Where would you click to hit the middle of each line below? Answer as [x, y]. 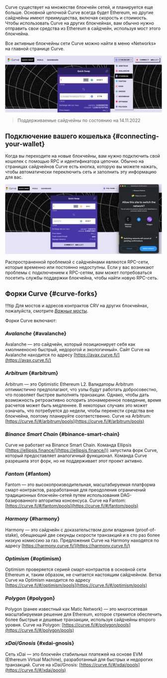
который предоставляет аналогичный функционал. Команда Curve [76, 455]
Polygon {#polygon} [30, 598]
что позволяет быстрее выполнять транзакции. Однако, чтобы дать [77, 395]
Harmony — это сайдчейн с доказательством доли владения [70, 530]
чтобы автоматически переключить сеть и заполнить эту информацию [81, 172]
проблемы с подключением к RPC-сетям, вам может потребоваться [79, 273]
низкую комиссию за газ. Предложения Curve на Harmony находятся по [82, 540]
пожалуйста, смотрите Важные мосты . [47, 311]
